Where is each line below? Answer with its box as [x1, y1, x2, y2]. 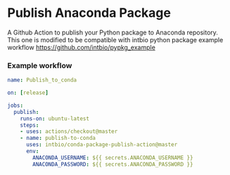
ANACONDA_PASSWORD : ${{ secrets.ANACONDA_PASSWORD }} [32, 160, 193, 168]
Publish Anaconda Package [7, 5, 171, 21]
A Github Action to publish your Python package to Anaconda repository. [7, 28, 218, 37]
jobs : [7, 102, 23, 109]
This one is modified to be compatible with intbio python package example [7, 35, 224, 44]
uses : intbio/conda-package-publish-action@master [25, 141, 178, 148]
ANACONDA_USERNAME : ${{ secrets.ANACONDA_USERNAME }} [32, 154, 193, 161]
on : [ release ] [7, 89, 49, 96]
